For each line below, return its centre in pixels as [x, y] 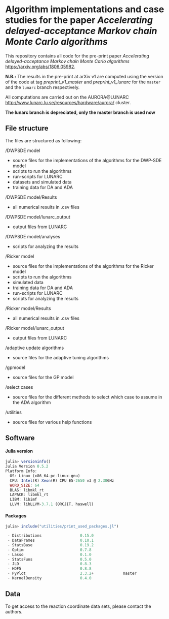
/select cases [19, 387]
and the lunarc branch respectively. [43, 87]
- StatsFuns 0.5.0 [50, 559]
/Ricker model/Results [28, 308]
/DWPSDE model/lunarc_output [38, 216]
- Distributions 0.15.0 [51, 536]
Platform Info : [21, 471]
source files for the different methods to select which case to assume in [87, 397]
